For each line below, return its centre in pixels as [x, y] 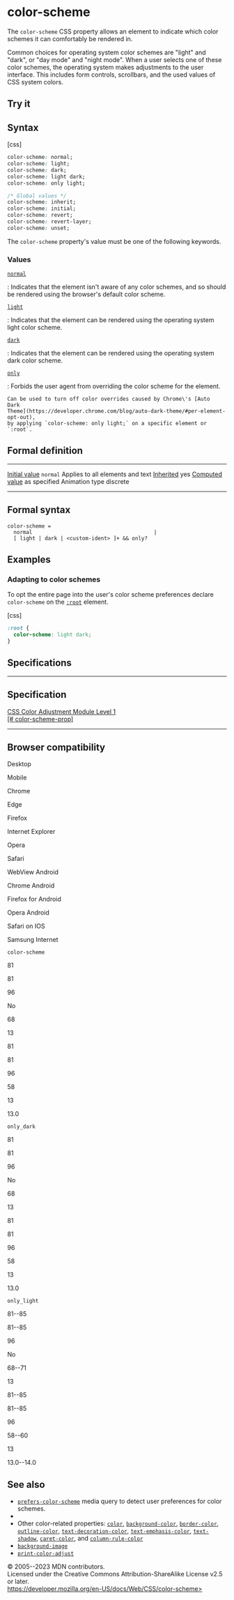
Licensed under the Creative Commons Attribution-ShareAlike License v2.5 [115, 1574]
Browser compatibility [56, 748]
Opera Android [29, 913]
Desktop [19, 764]
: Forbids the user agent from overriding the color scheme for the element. [114, 386]
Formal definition [45, 451]
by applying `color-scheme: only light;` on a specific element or [107, 424]
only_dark [22, 1127]
